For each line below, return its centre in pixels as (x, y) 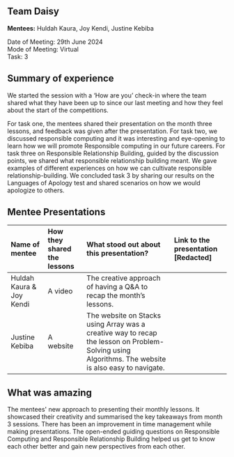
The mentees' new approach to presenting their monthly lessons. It (103, 410)
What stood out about (124, 245)
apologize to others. (36, 190)
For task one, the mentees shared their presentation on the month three (110, 123)
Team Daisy (33, 11)
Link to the (192, 240)
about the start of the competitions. (58, 110)
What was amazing (50, 393)
